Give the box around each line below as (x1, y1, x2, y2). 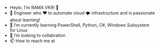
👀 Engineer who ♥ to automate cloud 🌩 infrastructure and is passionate (9, 10, 155, 16)
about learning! (9, 17, 40, 23)
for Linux (9, 27, 28, 33)
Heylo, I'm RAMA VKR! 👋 (9, 5, 59, 10)
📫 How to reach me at (9, 38, 55, 44)
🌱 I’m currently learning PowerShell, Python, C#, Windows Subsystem (9, 22, 150, 28)
